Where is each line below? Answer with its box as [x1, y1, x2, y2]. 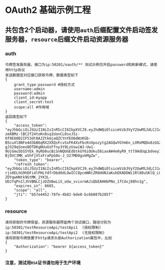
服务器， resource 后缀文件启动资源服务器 [5, 35, 129, 43]
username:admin [14, 86, 45, 91]
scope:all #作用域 [14, 105, 50, 110]
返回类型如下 [5, 114, 27, 119]
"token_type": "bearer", [14, 157, 65, 162]
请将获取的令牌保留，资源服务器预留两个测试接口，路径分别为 [5, 220, 111, 225]
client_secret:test [14, 99, 54, 104]
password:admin [14, 91, 45, 96]
